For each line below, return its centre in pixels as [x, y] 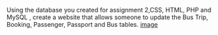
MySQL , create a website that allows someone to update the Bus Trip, [107, 17]
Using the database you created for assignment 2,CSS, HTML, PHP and [109, 10]
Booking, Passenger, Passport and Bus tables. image [82, 24]
